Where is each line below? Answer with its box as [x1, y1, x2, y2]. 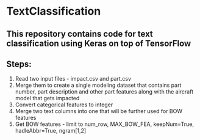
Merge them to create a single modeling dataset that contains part [15, 81, 182, 89]
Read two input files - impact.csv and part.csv [15, 75, 132, 83]
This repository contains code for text [6, 29, 154, 39]
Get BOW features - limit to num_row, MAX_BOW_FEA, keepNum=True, [15, 120, 194, 128]
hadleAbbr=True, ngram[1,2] [15, 127, 87, 134]
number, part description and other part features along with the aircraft [15, 88, 194, 95]
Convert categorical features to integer [15, 101, 113, 108]
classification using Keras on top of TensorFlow [6, 38, 191, 48]
